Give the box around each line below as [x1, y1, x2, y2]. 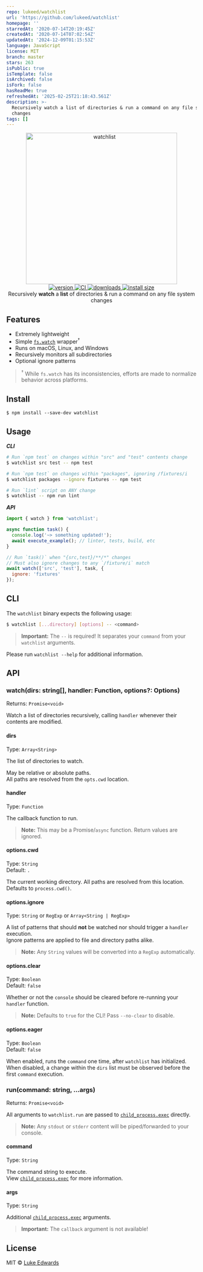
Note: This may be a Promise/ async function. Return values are [21, 826, 178, 833]
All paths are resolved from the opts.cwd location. [6, 775, 129, 783]
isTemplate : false [6, 71, 53, 77]
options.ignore [6, 898, 44, 906]
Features [6, 314, 40, 325]
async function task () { [6, 526, 69, 533]
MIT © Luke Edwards [6, 1259, 59, 1267]
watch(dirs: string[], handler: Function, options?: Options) [6, 686, 180, 694]
